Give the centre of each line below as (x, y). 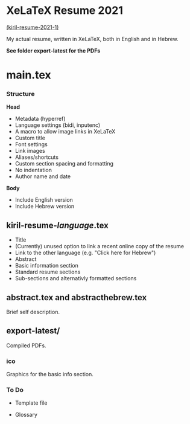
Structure (21, 94)
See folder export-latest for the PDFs (53, 50)
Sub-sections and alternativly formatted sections (76, 278)
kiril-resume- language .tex (57, 225)
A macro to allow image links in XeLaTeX (65, 132)
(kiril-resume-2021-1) (33, 27)
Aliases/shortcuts (37, 157)
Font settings (31, 144)
